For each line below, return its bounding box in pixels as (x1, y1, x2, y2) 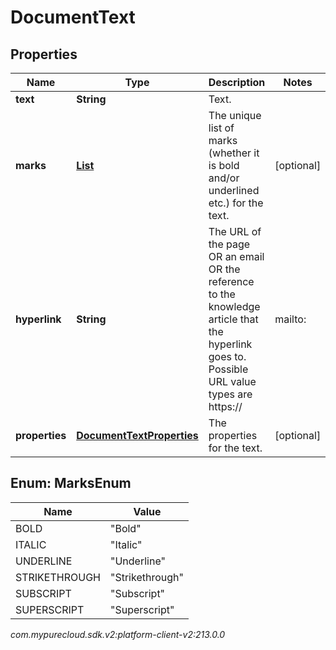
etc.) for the (208, 196, 264, 210)
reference (208, 275, 255, 288)
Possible (208, 362, 249, 376)
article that (208, 312, 259, 326)
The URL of (208, 225, 262, 238)
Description (208, 76, 266, 89)
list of (208, 121, 235, 135)
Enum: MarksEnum (10, 475, 132, 492)
